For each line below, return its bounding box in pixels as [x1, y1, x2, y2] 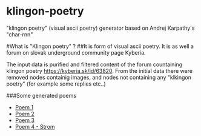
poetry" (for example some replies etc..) [6, 80, 106, 87]
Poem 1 [15, 103, 34, 110]
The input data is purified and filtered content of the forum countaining [6, 61, 183, 68]
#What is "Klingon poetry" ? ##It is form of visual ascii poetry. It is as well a [6, 42, 194, 50]
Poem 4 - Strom [15, 123, 56, 130]
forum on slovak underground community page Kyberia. [6, 49, 147, 56]
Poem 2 [15, 110, 35, 117]
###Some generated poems [6, 92, 77, 99]
